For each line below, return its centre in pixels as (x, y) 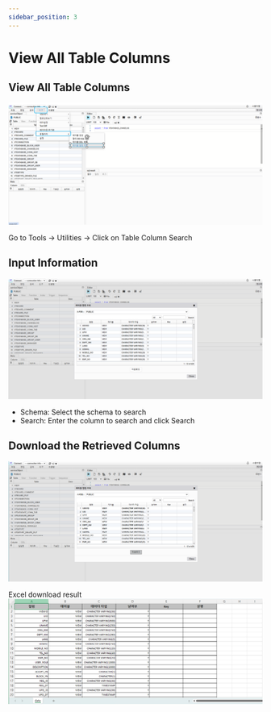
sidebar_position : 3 (43, 17)
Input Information (53, 263)
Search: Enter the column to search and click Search (107, 420)
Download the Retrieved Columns (94, 446)
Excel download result (45, 595)
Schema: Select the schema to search (83, 412)
